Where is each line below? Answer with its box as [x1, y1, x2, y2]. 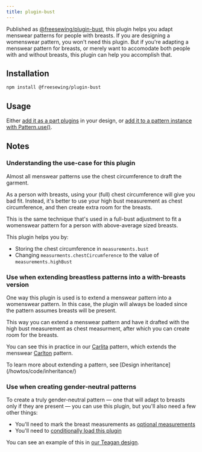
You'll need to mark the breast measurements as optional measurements [14, 421, 196, 428]
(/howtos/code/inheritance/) [6, 368, 77, 375]
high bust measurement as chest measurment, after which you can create [6, 325, 190, 332]
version [6, 280, 29, 289]
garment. [6, 179, 29, 186]
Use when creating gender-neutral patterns [6, 383, 137, 391]
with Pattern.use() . [6, 124, 52, 131]
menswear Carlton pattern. [6, 350, 74, 357]
